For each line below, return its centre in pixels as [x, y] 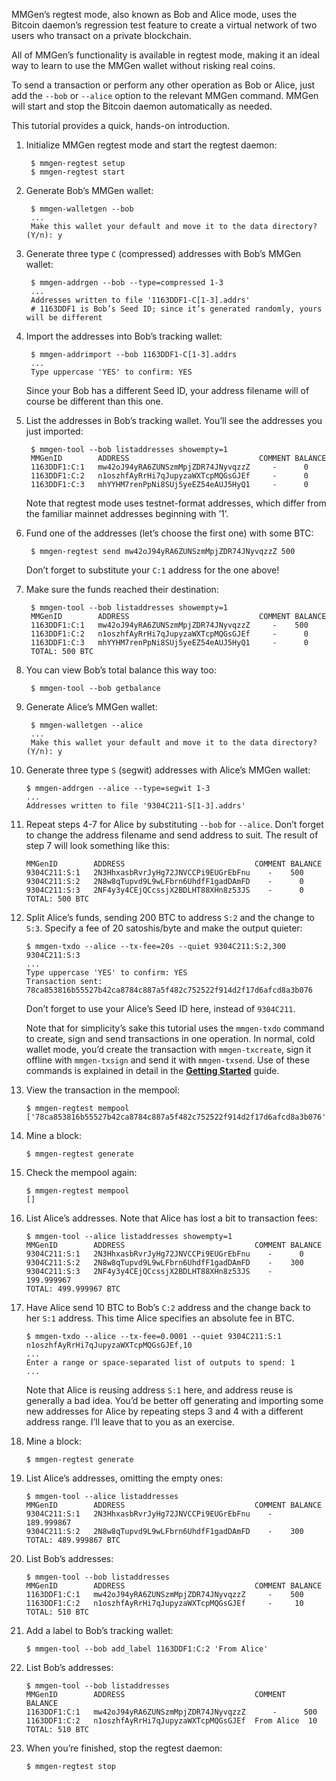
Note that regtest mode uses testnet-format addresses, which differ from [176, 503]
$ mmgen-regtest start [78, 172]
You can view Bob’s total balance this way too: [121, 670]
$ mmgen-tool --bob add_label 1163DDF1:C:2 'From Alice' [147, 1649]
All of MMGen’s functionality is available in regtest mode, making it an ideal [165, 55]
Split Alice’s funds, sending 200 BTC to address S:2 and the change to [170, 917]
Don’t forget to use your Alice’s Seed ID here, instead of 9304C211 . [160, 1008]
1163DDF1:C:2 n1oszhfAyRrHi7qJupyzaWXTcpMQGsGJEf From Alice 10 [171, 1721]
